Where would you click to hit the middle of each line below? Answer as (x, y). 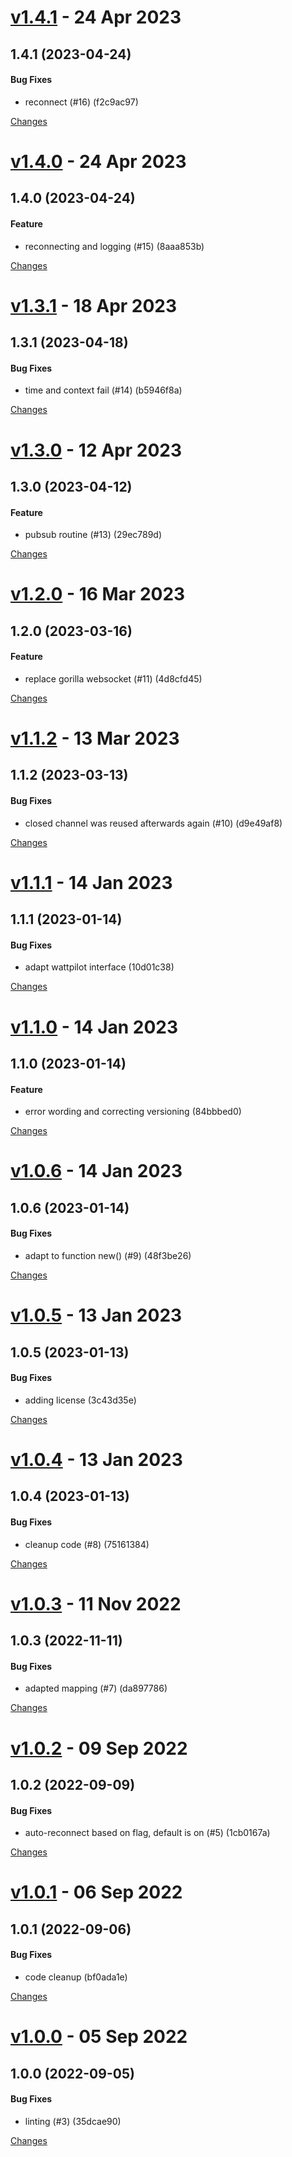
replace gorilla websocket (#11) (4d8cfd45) (113, 678)
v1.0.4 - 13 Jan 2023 (96, 1460)
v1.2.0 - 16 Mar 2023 (98, 594)
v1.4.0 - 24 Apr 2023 (98, 161)
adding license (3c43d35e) (80, 1400)
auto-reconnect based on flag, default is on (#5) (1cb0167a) (147, 1833)
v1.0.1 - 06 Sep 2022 (96, 1892)
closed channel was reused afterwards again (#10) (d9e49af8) (153, 823)
